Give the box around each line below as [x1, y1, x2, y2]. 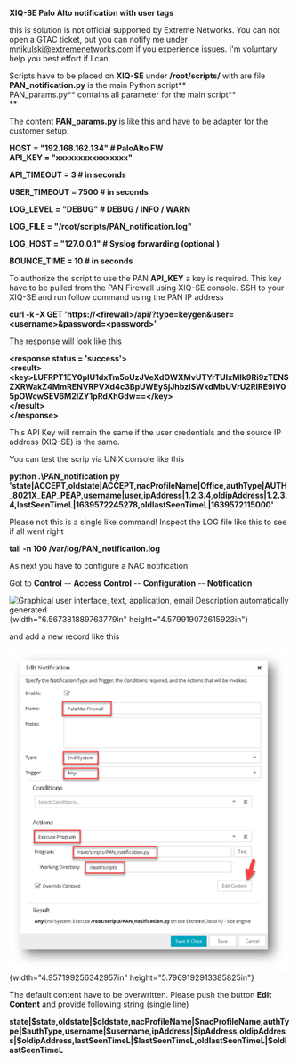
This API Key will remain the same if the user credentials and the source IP [9, 427, 282, 437]
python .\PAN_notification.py [9, 471, 120, 482]
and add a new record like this [9, 631, 120, 642]
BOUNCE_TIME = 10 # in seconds [9, 255, 133, 266]
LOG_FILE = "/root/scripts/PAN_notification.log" [9, 222, 193, 231]
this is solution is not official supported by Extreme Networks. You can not [9, 25, 280, 35]
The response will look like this [9, 336, 122, 346]
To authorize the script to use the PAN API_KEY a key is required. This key [9, 273, 282, 283]
